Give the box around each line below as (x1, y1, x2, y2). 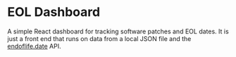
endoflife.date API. (7, 42, 61, 50)
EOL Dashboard (7, 4, 101, 20)
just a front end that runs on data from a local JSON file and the (7, 34, 192, 42)
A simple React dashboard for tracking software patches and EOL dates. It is (7, 27, 229, 35)
